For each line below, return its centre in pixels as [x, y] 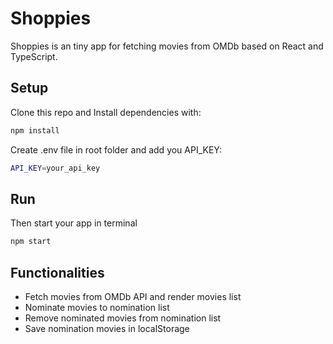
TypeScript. [34, 56]
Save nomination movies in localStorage [107, 328]
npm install [35, 130]
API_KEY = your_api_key [55, 168]
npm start [31, 242]
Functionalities [57, 272]
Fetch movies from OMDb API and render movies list [133, 296]
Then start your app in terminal [74, 223]
